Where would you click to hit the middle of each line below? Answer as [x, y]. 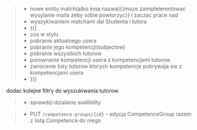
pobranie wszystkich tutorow [66, 53]
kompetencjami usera [57, 73]
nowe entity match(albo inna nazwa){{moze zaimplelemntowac [108, 9]
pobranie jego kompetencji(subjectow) [77, 47]
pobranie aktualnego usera [63, 41]
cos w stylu [44, 34]
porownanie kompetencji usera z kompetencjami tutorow [100, 60]
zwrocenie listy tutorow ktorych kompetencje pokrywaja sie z [106, 66]
